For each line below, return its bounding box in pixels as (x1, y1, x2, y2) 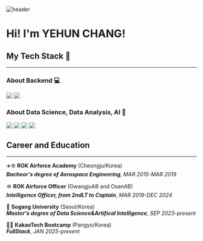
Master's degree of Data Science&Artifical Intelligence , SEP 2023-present (6, 210, 196, 217)
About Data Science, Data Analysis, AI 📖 (6, 108, 126, 117)
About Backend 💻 (6, 76, 60, 85)
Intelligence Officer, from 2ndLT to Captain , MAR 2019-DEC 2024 (6, 191, 172, 199)
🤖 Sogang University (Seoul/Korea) (6, 203, 95, 211)
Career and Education (6, 140, 90, 150)
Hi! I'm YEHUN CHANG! (6, 27, 126, 40)
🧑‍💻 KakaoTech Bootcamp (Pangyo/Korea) (6, 221, 112, 229)
